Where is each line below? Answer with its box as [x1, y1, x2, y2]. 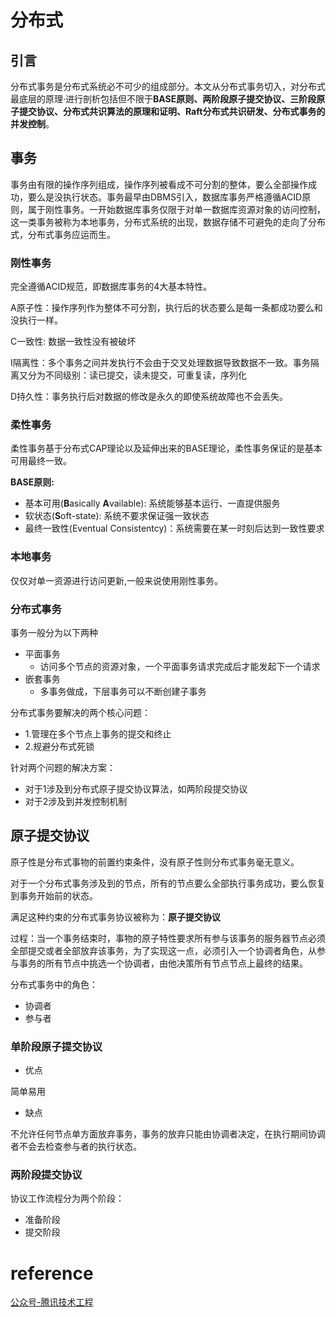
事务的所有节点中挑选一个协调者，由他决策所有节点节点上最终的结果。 [18, 957, 308, 969]
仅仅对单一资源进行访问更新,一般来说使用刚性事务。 [10, 574, 224, 586]
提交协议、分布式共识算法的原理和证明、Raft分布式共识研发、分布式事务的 [18, 106, 326, 117]
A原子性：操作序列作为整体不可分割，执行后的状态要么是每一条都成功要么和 [10, 302, 323, 314]
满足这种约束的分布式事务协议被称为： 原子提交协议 [10, 911, 221, 923]
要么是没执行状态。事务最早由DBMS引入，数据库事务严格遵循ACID [27, 191, 303, 203]
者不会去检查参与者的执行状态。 [10, 1141, 142, 1153]
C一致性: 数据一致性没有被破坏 [10, 336, 137, 348]
